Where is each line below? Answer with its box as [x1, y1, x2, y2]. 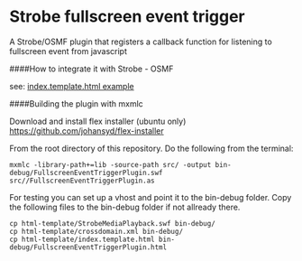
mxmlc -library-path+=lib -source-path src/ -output [9, 160, 212, 169]
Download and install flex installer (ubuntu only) [9, 116, 187, 126]
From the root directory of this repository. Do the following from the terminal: [9, 143, 294, 154]
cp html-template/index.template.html [9, 235, 155, 244]
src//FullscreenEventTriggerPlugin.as [9, 176, 155, 185]
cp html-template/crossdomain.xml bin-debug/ [9, 227, 183, 236]
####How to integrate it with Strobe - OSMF [9, 63, 174, 74]
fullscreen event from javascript [9, 45, 128, 56]
